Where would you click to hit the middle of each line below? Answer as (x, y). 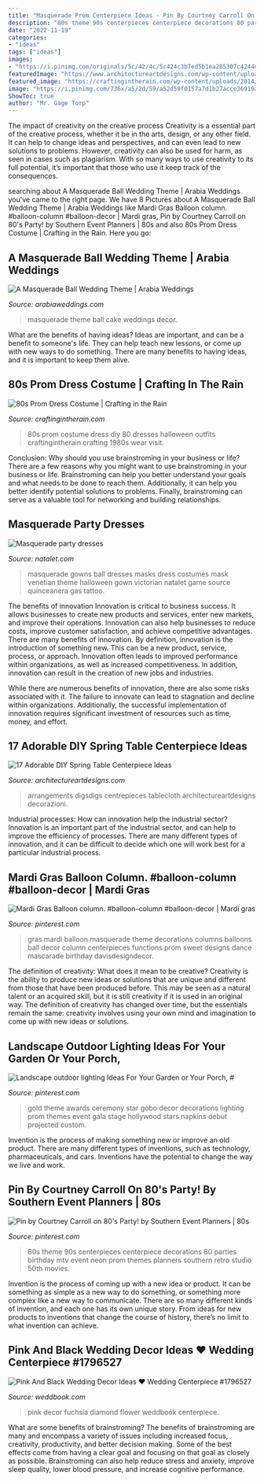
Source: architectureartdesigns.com (67, 780)
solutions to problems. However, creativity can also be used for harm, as (125, 151)
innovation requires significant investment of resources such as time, (120, 713)
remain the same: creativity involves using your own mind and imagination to (132, 1013)
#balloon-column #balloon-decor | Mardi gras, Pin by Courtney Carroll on (127, 217)
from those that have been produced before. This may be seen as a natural (129, 988)
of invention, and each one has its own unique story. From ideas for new (125, 1309)
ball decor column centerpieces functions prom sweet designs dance (139, 948)
